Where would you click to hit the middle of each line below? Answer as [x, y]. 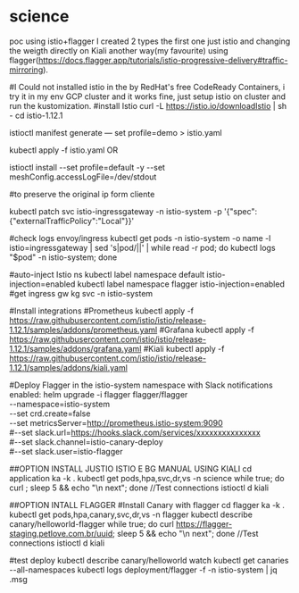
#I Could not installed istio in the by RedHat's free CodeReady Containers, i [147, 87]
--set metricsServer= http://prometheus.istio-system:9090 [116, 422]
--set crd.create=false [50, 413]
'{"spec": [241, 211]
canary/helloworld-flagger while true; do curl [91, 523]
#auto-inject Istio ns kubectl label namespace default [107, 274]
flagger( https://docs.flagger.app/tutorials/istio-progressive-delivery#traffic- [149, 60]
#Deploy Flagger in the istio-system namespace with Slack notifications [141, 385]
